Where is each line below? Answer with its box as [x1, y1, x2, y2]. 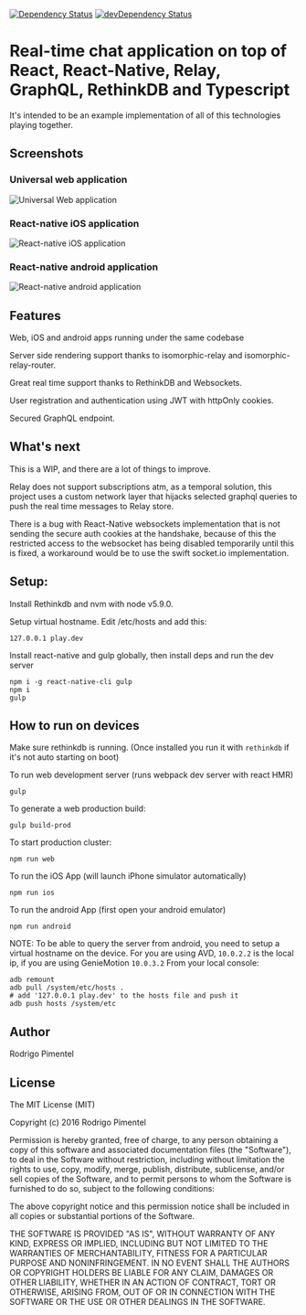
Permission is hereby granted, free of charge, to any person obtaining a [9, 1135, 279, 1146]
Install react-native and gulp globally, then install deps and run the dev [9, 649, 274, 660]
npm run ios [9, 888, 55, 898]
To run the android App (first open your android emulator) [9, 904, 227, 915]
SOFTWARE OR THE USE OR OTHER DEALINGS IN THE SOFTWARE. [9, 1297, 266, 1308]
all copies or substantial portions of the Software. [9, 1211, 195, 1222]
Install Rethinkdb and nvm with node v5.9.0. [9, 598, 174, 609]
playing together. [9, 119, 73, 130]
